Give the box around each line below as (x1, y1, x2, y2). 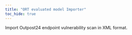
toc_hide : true (5, 12, 36, 16)
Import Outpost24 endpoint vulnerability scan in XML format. (5, 24, 128, 30)
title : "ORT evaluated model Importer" (5, 7, 87, 12)
